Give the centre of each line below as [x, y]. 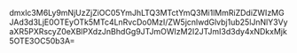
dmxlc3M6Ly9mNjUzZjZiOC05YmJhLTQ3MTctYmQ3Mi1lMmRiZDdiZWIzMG [147, 13]
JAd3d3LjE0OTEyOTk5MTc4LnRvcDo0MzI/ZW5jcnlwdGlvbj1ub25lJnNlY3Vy [148, 22]
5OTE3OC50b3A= [42, 41]
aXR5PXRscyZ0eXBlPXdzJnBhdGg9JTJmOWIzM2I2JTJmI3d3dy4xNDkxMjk [148, 31]
